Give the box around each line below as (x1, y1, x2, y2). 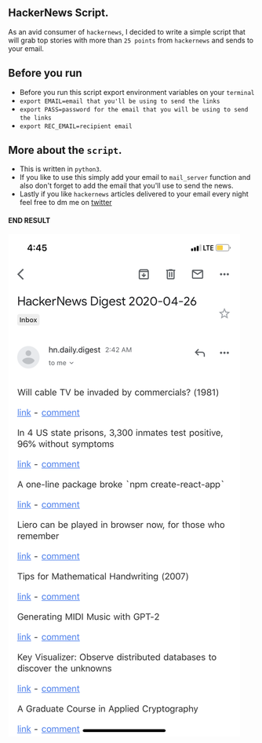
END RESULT (8, 216, 51, 225)
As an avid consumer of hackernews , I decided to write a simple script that (8, 27, 246, 36)
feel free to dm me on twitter (19, 198, 112, 207)
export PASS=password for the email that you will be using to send (19, 105, 249, 113)
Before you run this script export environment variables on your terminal (19, 87, 255, 97)
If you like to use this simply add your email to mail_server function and (19, 173, 251, 182)
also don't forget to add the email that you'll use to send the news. (19, 181, 234, 191)
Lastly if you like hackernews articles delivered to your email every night (19, 189, 249, 199)
